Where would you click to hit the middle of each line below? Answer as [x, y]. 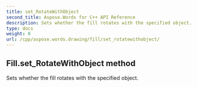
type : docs [20, 28]
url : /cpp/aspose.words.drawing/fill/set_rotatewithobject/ [83, 39]
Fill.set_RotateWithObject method [71, 63]
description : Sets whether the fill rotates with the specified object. [99, 23]
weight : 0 [19, 34]
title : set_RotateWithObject [43, 12]
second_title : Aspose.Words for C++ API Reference [71, 17]
